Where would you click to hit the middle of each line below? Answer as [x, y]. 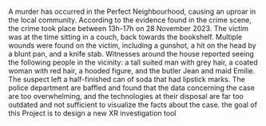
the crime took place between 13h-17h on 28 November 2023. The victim [129, 28]
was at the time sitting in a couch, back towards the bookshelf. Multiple [125, 37]
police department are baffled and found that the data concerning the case [132, 88]
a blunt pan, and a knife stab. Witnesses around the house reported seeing [131, 54]
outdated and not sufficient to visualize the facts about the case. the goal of [133, 104]
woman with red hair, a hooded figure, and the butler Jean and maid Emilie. [132, 71]
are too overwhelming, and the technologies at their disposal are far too [126, 96]
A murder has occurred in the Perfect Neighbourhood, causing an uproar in [132, 12]
